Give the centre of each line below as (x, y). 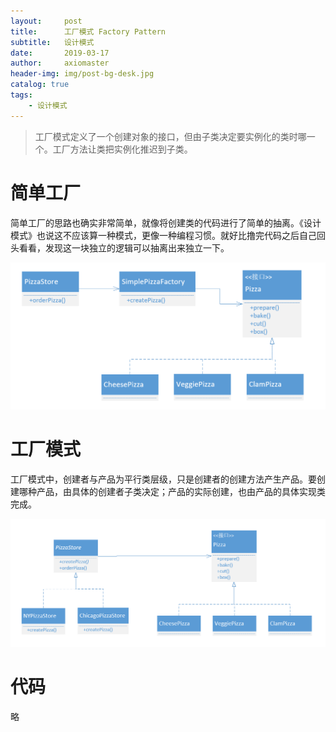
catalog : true (40, 85)
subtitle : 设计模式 (52, 42)
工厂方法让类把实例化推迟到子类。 (122, 149)
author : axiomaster (60, 63)
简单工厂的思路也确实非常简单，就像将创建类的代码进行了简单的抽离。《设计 (166, 222)
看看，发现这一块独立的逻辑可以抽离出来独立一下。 (124, 247)
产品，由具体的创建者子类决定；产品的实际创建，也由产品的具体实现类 (181, 491)
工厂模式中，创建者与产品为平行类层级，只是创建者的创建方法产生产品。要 (163, 479)
